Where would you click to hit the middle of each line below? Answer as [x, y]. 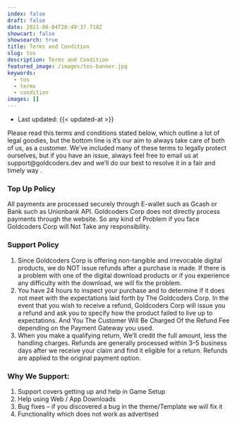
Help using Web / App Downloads [67, 399]
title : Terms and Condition [49, 47]
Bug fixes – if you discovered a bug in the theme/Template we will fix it [120, 406]
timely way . [25, 170]
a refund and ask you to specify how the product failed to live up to [115, 313]
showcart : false [31, 34]
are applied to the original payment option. [79, 358]
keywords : [22, 73]
